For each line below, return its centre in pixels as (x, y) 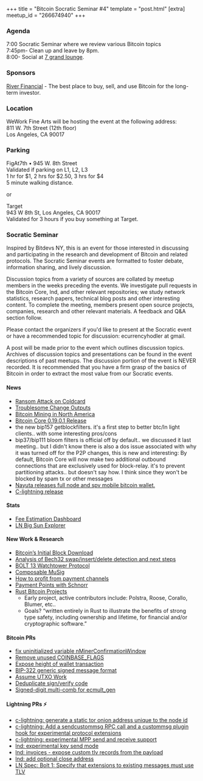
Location (20, 108)
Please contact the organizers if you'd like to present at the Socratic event (99, 330)
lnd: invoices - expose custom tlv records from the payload (89, 752)
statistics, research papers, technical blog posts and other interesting (93, 298)
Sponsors (21, 73)
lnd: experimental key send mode (57, 746)
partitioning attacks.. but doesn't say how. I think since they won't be (101, 472)
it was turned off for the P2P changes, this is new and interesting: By (101, 452)
